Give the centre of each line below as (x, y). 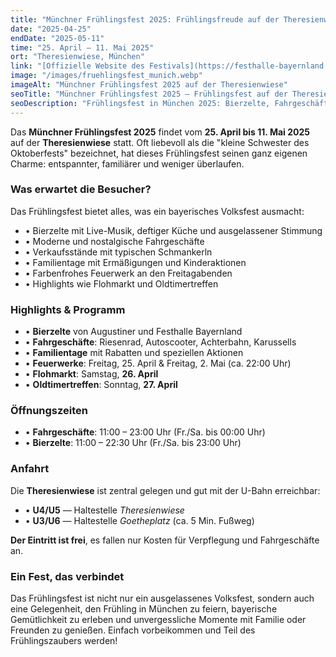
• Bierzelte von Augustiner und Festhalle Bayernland (133, 332)
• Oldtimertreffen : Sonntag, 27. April (101, 385)
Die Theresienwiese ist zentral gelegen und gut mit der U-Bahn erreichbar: (165, 490)
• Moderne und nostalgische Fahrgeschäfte (114, 241)
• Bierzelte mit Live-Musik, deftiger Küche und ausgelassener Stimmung (173, 230)
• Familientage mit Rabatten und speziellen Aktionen (134, 353)
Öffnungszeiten (49, 411)
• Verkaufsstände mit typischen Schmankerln (118, 252)
